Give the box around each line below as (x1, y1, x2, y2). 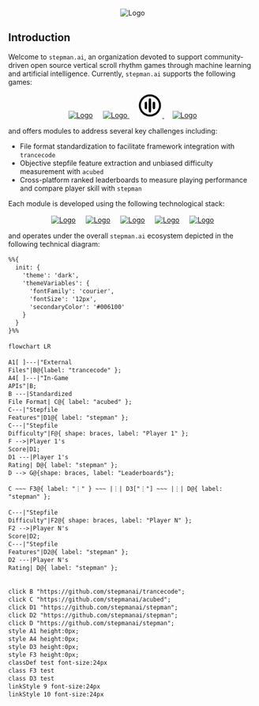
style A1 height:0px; (8, 627, 80, 635)
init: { (15, 263, 41, 271)
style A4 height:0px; (8, 635, 80, 643)
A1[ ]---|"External (8, 358, 73, 366)
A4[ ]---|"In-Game (8, 374, 69, 382)
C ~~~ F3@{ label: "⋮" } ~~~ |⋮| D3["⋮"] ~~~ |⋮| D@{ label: (8, 485, 223, 493)
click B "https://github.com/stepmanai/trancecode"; (8, 587, 186, 595)
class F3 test (8, 666, 55, 674)
